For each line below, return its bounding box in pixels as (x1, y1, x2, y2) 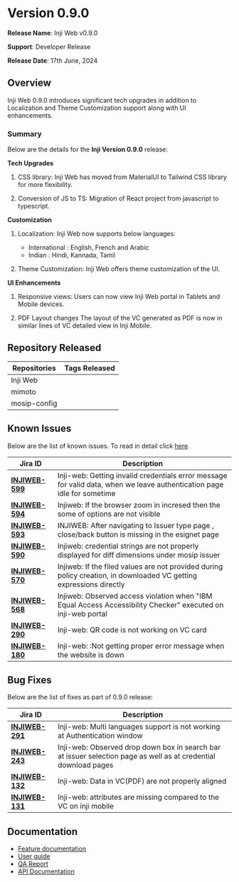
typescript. (17, 202, 50, 211)
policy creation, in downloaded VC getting (57, 570, 198, 580)
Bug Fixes (7, 674, 52, 686)
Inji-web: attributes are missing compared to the (58, 792, 219, 802)
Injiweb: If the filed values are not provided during (57, 562, 223, 572)
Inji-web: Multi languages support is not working (58, 722, 221, 732)
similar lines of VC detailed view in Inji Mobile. (17, 321, 152, 330)
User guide (17, 852, 51, 861)
